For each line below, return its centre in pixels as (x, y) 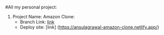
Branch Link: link (37, 22)
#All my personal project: (31, 7)
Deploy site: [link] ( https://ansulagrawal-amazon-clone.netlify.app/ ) (90, 27)
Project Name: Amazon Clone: (44, 17)
